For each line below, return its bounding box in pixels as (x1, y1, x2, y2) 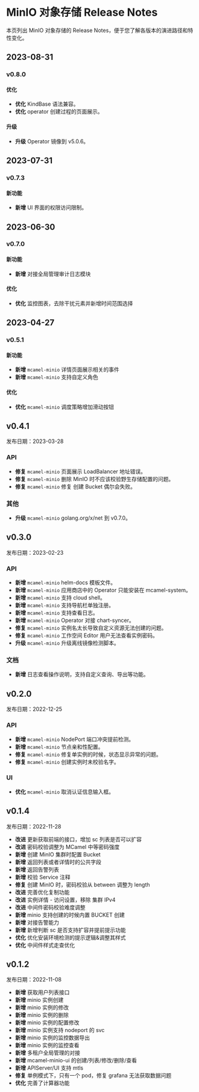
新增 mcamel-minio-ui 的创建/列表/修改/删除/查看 (14, 1057, 137, 1064)
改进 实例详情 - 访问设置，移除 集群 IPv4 (14, 896, 116, 903)
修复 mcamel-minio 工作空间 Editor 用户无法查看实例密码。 (14, 632, 158, 639)
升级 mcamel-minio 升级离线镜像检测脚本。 (14, 639, 119, 647)
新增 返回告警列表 (14, 865, 59, 873)
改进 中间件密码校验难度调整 (14, 903, 86, 911)
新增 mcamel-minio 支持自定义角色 (14, 373, 98, 381)
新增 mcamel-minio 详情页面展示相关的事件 (14, 366, 119, 373)
